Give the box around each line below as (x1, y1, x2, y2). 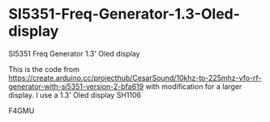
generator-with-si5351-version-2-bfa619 (8, 82, 144, 91)
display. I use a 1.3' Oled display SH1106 (8, 90, 142, 99)
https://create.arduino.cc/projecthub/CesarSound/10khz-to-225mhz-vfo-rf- (8, 73, 262, 82)
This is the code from (8, 64, 79, 74)
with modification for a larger (145, 82, 242, 91)
